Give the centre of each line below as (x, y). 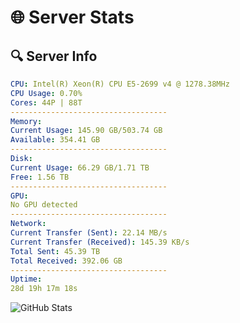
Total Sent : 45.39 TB (55, 251)
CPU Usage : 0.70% (46, 93)
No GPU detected (44, 205)
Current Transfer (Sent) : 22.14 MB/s (89, 233)
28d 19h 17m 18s (44, 289)
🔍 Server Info (54, 56)
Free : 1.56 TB (40, 177)
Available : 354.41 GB (55, 140)
